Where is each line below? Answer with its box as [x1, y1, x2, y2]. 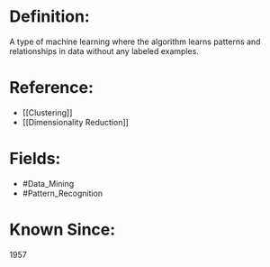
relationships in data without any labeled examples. [9, 45, 200, 56]
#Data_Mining [22, 178, 75, 189]
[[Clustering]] [22, 106, 73, 118]
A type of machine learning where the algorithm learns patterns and [9, 36, 261, 47]
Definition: [9, 6, 90, 27]
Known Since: [9, 219, 116, 240]
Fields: [9, 149, 61, 169]
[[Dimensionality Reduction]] [22, 116, 129, 127]
